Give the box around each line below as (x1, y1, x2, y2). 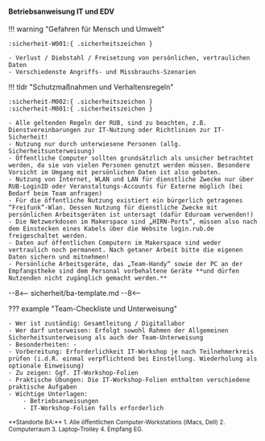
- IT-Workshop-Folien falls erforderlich (23, 404, 164, 413)
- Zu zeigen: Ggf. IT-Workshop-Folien (8, 369, 139, 377)
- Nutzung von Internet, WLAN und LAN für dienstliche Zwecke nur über (8, 176, 254, 184)
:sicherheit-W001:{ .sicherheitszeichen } (8, 40, 153, 48)
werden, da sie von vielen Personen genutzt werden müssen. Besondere (8, 161, 251, 169)
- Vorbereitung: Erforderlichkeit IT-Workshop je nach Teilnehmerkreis (8, 347, 254, 356)
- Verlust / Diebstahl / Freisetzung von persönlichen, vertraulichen (8, 54, 251, 62)
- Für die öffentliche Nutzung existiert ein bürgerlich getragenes (8, 197, 243, 205)
